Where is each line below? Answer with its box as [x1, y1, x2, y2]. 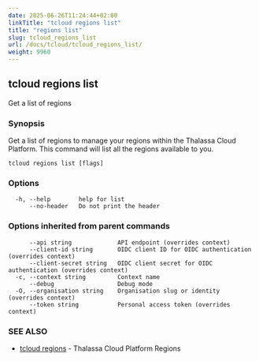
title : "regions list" [8, 26, 83, 34]
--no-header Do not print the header [28, 203, 160, 210]
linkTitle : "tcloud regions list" [8, 19, 122, 27]
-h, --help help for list [15, 195, 125, 203]
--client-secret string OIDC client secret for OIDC [28, 259, 213, 267]
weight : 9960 [8, 48, 51, 56]
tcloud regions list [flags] [8, 159, 104, 168]
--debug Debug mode [28, 280, 154, 288]
